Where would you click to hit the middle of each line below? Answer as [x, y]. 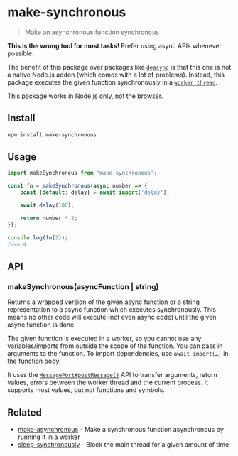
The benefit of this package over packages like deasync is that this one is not [119, 67]
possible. [21, 53]
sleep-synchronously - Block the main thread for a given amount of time [123, 444]
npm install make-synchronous [52, 135]
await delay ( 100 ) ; [47, 206]
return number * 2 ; [49, 218]
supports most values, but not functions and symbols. [86, 390]
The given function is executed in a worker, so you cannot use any [104, 339]
